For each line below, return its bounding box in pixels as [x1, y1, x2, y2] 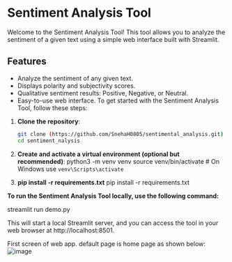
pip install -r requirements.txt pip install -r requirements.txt [17, 178, 190, 186]
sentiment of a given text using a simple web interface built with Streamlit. [7, 35, 219, 43]
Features [7, 56, 47, 68]
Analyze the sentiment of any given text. [17, 74, 134, 82]
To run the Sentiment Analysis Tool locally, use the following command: [7, 192, 219, 200]
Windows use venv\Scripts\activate [17, 164, 124, 173]
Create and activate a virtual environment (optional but [17, 150, 180, 158]
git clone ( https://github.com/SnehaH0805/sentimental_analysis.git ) [17, 130, 224, 137]
